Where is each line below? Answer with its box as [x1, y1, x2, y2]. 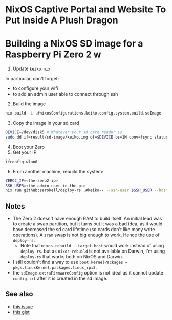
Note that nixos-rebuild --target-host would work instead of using [20, 243, 164, 249]
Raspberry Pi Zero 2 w [5, 49, 101, 60]
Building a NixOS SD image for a [5, 38, 143, 50]
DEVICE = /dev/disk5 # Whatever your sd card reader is [5, 130, 123, 135]
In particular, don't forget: [5, 76, 59, 82]
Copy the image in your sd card [12, 120, 79, 126]
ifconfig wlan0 [5, 159, 38, 164]
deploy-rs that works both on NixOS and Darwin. [20, 254, 124, 260]
